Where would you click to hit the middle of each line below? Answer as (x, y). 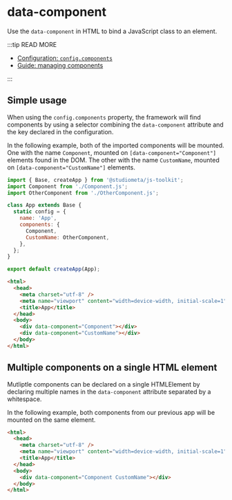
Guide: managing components (60, 65)
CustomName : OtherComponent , (67, 237)
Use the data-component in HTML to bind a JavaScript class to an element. (112, 31)
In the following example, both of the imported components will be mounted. (116, 145)
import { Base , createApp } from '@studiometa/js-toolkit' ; (96, 180)
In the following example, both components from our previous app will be (111, 412)
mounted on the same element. (51, 420)
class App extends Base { (44, 205)
